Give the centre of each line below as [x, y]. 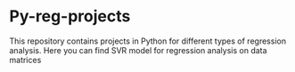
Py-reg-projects [70, 16]
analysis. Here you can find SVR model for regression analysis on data [138, 50]
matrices [25, 60]
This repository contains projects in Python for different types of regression [148, 41]
